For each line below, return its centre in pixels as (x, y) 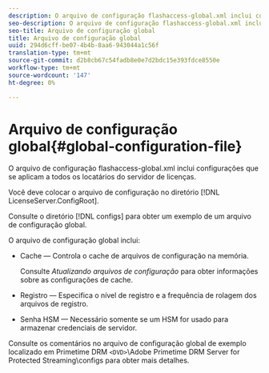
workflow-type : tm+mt (44, 68)
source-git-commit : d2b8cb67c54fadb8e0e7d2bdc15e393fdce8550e (114, 61)
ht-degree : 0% (32, 82)
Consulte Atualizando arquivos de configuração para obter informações (139, 271)
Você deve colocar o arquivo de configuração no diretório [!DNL (114, 192)
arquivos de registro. (54, 304)
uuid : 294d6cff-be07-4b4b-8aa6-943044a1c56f (84, 46)
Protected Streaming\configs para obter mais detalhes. (99, 360)
